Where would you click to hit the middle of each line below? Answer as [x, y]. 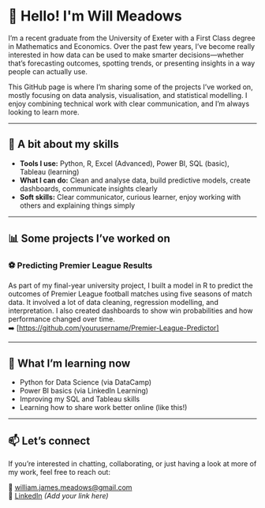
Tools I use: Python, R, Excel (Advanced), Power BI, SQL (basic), [125, 163]
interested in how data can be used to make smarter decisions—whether [126, 55]
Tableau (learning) [49, 171]
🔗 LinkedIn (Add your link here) [58, 496]
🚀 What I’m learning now [69, 363]
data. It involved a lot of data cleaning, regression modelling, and [113, 303]
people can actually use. [48, 71]
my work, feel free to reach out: [59, 472]
